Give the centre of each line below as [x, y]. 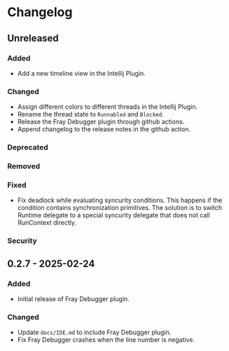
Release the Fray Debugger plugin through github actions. [101, 122]
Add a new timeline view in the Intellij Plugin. [81, 73]
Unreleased [33, 38]
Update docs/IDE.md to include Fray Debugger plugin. [94, 332]
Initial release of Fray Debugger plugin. [73, 298]
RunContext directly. [47, 223]
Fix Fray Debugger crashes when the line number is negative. [106, 340]
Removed [24, 166]
